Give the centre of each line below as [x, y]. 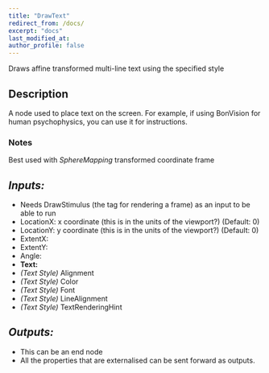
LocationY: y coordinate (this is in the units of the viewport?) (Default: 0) [139, 231]
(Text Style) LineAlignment [64, 299]
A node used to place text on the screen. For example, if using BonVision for [134, 113]
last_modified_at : [39, 38]
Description [38, 94]
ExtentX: [34, 239]
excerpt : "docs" [35, 31]
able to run [38, 213]
